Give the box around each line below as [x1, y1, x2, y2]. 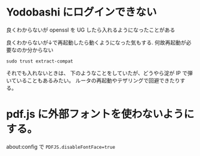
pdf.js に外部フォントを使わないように [6, 108, 195, 121]
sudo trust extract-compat [6, 58, 73, 64]
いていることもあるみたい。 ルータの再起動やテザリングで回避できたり [6, 77, 180, 84]
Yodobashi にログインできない [6, 5, 157, 19]
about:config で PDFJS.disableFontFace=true [6, 143, 115, 150]
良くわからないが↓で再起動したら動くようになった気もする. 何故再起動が [6, 39, 186, 46]
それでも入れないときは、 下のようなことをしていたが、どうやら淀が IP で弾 [6, 69, 193, 76]
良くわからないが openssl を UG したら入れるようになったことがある [6, 26, 176, 33]
